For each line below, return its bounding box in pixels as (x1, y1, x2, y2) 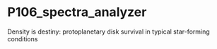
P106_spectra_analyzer (7, 4, 147, 20)
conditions (7, 34, 38, 43)
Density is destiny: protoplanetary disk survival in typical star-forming (7, 27, 210, 36)
